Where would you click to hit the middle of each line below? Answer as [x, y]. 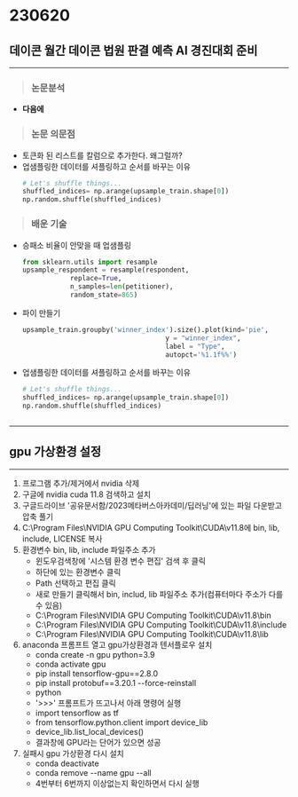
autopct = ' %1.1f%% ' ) [201, 355]
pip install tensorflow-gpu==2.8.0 [97, 673]
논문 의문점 [53, 134]
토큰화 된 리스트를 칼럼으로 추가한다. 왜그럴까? [102, 155]
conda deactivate [67, 763]
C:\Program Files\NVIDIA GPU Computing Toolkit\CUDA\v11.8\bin [153, 615]
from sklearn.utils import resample [90, 262]
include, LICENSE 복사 [62, 539]
